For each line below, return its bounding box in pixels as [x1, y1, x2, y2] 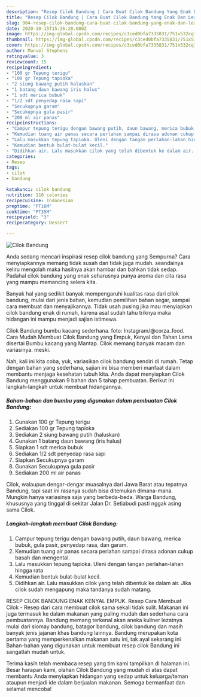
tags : [6, 165, 20, 171]
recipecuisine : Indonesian [6, 197, 74, 203]
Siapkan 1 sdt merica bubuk [14, 443, 84, 451]
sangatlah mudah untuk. [6, 648, 66, 655]
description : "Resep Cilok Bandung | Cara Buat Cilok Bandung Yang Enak [6, 8, 191, 15]
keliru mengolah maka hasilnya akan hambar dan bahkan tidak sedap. [6, 266, 178, 273]
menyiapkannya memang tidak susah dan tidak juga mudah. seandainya [6, 260, 184, 266]
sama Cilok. [6, 506, 35, 513]
